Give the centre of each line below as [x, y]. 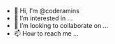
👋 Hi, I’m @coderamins [47, 11]
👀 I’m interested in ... [43, 18]
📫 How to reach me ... [46, 34]
